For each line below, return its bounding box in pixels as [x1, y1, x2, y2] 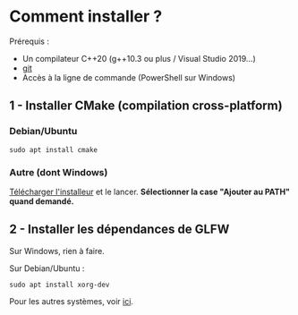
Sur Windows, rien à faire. [9, 245, 105, 256]
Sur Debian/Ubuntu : [9, 262, 85, 274]
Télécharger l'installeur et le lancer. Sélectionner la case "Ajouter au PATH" [9, 186, 291, 197]
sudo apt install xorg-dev [9, 280, 110, 289]
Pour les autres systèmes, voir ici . [9, 295, 134, 306]
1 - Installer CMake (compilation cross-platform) [9, 98, 284, 114]
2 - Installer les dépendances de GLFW [9, 222, 230, 237]
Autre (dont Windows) [9, 166, 108, 178]
